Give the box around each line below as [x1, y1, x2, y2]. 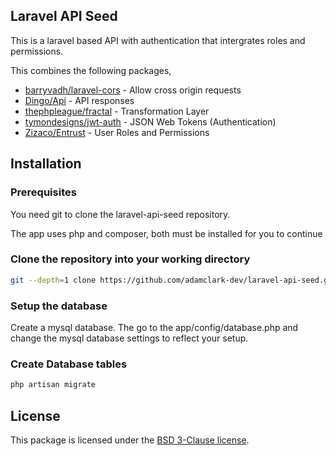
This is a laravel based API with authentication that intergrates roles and [10, 34, 306, 46]
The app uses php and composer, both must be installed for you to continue [10, 227, 323, 239]
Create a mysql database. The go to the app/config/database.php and [10, 321, 299, 333]
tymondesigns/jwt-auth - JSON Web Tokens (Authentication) [24, 115, 277, 128]
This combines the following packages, [10, 64, 172, 76]
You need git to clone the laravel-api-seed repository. [10, 208, 231, 220]
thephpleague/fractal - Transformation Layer [24, 105, 210, 117]
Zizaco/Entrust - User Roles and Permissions [24, 126, 210, 138]
